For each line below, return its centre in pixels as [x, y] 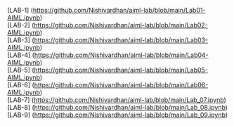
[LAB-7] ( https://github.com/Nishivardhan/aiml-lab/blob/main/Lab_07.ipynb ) [117, 100]
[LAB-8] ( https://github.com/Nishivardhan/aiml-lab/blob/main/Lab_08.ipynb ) [118, 107]
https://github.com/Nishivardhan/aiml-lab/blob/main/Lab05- [121, 70]
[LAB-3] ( [21, 40]
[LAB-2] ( [21, 25]
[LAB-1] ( [20, 10]
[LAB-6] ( [21, 85]
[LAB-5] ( [21, 70]
